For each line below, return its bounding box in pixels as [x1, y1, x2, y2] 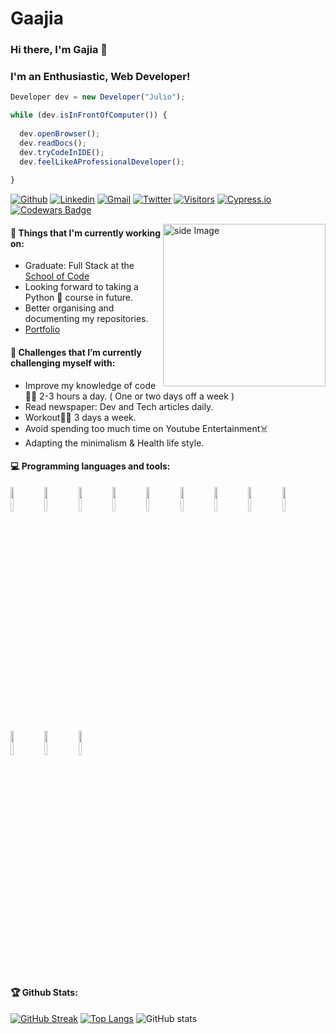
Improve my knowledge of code [24, 379, 157, 391]
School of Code [24, 270, 90, 282]
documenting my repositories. [24, 313, 149, 325]
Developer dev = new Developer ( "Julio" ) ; [10, 92, 186, 102]
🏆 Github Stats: [10, 987, 78, 999]
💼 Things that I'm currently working [10, 227, 161, 239]
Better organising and [24, 302, 115, 314]
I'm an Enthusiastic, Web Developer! [10, 70, 191, 84]
